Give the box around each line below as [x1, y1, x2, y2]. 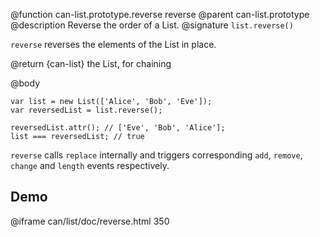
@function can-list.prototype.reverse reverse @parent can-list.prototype [10, 9, 310, 20]
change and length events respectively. [10, 160, 170, 171]
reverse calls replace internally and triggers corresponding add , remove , [10, 149, 303, 161]
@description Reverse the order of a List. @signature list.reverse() [10, 19, 294, 31]
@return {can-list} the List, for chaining [10, 58, 172, 69]
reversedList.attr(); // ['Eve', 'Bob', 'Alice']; [10, 123, 226, 133]
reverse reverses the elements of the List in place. [10, 39, 217, 50]
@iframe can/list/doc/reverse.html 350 [10, 215, 170, 227]
